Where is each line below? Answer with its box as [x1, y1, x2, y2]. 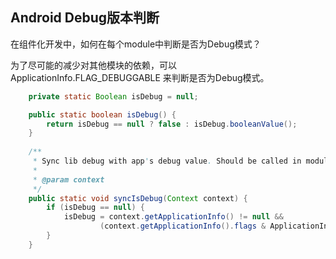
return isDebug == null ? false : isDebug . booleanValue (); [46, 119, 298, 129]
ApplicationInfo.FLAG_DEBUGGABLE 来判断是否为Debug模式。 [10, 71, 270, 83]
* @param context [32, 174, 105, 185]
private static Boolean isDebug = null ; [28, 91, 199, 102]
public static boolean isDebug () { [28, 109, 177, 120]
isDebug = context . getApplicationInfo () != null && [63, 212, 284, 222]
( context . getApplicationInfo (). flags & [99, 221, 267, 232]
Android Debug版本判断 [10, 9, 160, 27]
